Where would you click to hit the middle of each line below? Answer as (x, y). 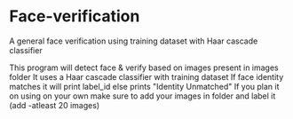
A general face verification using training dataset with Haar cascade (134, 41)
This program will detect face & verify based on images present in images (144, 67)
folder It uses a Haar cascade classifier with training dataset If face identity (146, 76)
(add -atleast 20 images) (55, 105)
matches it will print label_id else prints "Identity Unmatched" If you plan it (144, 86)
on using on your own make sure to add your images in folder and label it (143, 96)
